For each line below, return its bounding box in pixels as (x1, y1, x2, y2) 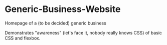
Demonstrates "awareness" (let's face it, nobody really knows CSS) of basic (5, 29, 162, 35)
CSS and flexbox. (5, 35, 41, 41)
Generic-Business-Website (5, 3, 121, 15)
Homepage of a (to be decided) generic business (5, 20, 106, 26)
